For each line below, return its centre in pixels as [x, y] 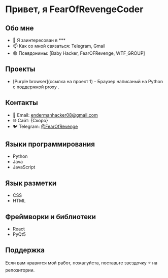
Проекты [20, 69]
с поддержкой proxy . [36, 87]
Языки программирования [50, 144]
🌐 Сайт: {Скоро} [30, 120]
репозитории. [20, 270]
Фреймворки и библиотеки [51, 217]
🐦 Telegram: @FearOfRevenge [45, 126]
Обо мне [20, 28]
